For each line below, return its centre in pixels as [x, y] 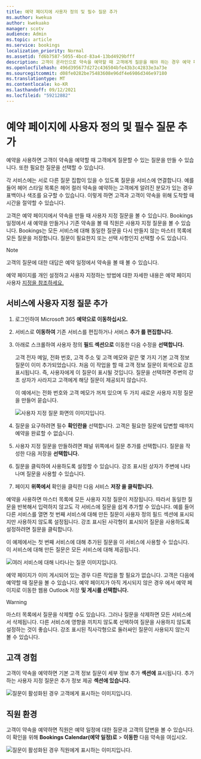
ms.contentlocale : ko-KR [37, 85]
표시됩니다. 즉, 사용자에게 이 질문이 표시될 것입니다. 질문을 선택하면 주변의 [101, 372]
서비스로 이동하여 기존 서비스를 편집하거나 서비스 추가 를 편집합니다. [94, 331]
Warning [16, 602]
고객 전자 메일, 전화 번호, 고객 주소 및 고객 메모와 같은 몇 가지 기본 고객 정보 [102, 357]
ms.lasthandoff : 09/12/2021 [41, 90]
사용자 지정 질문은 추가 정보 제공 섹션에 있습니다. [74, 681]
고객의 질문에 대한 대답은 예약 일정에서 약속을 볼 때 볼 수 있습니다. [83, 262]
